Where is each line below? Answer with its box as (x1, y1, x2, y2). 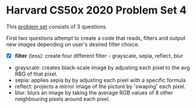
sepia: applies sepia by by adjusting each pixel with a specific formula (14, 77, 186, 83)
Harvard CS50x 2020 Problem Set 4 (6, 4, 187, 17)
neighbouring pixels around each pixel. (14, 96, 110, 102)
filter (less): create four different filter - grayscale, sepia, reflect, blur (14, 52, 184, 59)
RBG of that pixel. (14, 70, 58, 77)
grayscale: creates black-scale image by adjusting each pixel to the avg (14, 64, 190, 71)
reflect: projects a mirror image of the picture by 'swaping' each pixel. (14, 83, 186, 90)
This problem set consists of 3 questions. (6, 23, 108, 30)
